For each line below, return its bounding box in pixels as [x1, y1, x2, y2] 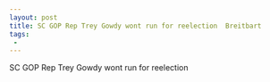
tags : [9, 29, 30, 38]
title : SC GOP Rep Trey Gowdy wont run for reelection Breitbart [9, 21, 262, 30]
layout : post [9, 12, 58, 22]
